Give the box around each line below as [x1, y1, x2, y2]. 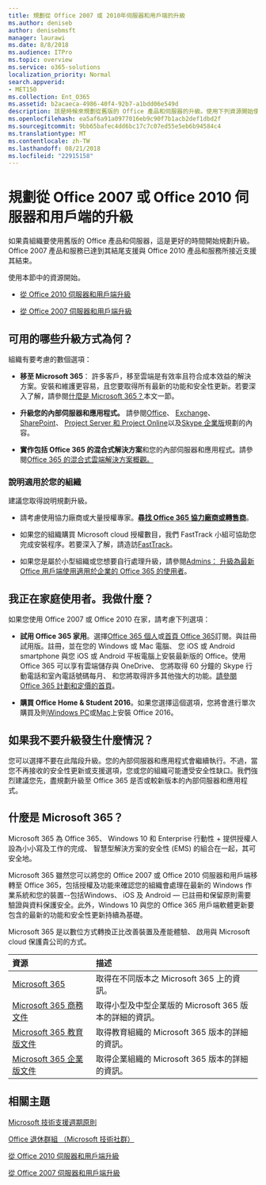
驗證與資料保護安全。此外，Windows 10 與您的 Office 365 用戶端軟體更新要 [8, 900, 255, 910]
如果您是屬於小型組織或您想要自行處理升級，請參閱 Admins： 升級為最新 [19, 556, 255, 566]
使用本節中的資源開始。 [8, 273, 85, 283]
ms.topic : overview [8, 56, 73, 64]
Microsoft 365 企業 [12, 1053, 84, 1064]
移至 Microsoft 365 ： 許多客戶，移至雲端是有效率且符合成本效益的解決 [19, 371, 252, 381]
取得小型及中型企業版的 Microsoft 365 [95, 999, 239, 1010]
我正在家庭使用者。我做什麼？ [8, 592, 154, 606]
